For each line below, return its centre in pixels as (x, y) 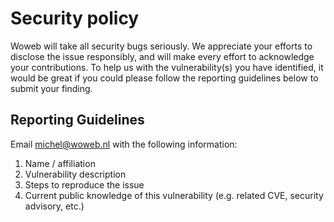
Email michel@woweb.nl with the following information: (124, 144)
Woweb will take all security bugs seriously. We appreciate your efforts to (161, 46)
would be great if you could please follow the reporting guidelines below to (164, 78)
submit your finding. (51, 88)
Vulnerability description (75, 174)
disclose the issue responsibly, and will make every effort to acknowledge (162, 56)
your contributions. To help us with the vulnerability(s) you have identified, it (167, 67)
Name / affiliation (60, 163)
